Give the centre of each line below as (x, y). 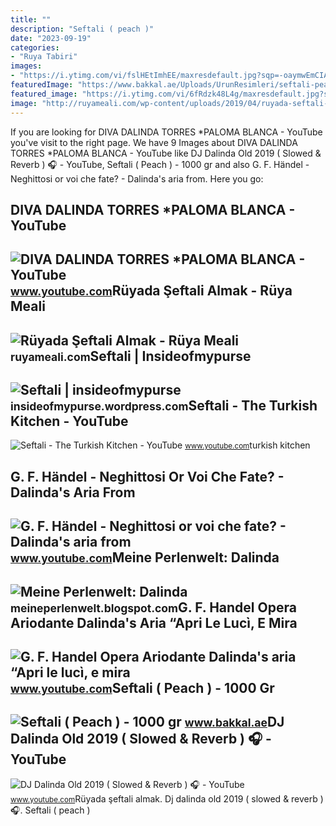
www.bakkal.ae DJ (234, 722)
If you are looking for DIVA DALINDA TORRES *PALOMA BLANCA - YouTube (166, 132)
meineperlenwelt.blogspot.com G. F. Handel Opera (153, 607)
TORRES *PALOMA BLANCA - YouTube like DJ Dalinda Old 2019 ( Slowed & (166, 153)
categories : (35, 47)
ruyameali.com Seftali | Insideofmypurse (131, 356)
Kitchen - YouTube (69, 421)
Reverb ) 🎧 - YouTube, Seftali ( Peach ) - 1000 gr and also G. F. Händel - (160, 164)
